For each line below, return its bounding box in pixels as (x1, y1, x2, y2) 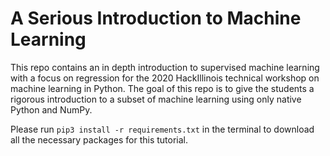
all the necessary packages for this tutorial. (10, 133, 188, 146)
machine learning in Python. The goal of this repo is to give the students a (10, 82, 315, 94)
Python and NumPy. (10, 103, 93, 116)
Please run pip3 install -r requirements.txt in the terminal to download (10, 123, 315, 135)
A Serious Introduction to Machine (10, 7, 302, 30)
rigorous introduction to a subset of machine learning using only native (10, 93, 302, 105)
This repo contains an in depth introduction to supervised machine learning (10, 61, 320, 73)
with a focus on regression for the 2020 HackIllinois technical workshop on (10, 72, 320, 84)
